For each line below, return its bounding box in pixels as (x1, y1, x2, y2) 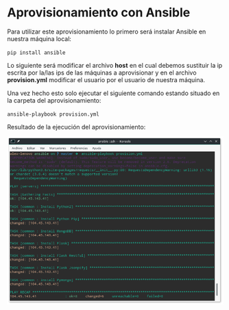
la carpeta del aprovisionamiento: (7, 96, 101, 104)
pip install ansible (7, 49, 67, 56)
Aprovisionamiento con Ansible (7, 5, 191, 21)
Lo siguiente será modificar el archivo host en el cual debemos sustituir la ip (7, 61, 223, 69)
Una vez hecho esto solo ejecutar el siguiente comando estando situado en (7, 89, 220, 97)
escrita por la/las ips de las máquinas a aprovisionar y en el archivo (7, 68, 197, 77)
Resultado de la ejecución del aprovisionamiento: (7, 122, 146, 131)
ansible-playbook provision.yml (7, 111, 99, 118)
